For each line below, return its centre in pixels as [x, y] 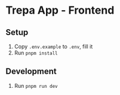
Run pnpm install [36, 53]
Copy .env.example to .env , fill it [53, 46]
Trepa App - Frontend [60, 10]
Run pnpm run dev [36, 85]
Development [31, 72]
